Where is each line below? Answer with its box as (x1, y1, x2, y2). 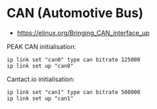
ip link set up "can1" (6, 95, 74, 102)
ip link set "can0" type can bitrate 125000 (6, 56, 141, 63)
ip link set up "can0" (6, 62, 74, 69)
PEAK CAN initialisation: (6, 42, 77, 51)
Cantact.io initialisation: (6, 75, 75, 83)
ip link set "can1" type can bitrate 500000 (6, 88, 141, 95)
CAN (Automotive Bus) (6, 5, 144, 21)
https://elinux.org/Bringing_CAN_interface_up (16, 28, 150, 37)
